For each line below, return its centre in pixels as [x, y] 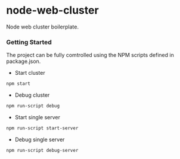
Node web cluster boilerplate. [43, 27]
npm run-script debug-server [42, 150]
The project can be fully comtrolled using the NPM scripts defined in [90, 55]
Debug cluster [32, 95]
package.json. [24, 61]
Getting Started [29, 42]
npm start [18, 84]
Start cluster [30, 73]
